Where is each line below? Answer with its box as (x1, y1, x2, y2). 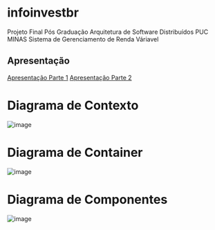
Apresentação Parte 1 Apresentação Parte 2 (7, 73, 133, 82)
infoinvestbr (7, 5, 80, 21)
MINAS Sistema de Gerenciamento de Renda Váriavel (7, 35, 159, 43)
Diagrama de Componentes (7, 191, 168, 207)
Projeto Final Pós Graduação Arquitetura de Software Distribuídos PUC (7, 28, 209, 36)
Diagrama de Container (7, 144, 143, 160)
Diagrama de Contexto (7, 97, 139, 113)
